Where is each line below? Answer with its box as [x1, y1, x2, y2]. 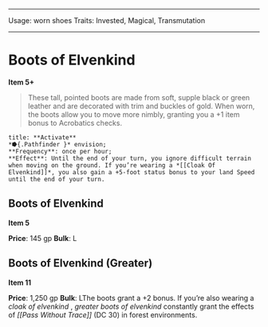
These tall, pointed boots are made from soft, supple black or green [27, 92, 250, 102]
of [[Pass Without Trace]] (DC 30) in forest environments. [8, 309, 198, 319]
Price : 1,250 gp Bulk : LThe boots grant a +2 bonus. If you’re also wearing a [8, 293, 254, 302]
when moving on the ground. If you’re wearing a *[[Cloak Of [8, 161, 216, 169]
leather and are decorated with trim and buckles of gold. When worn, [27, 101, 255, 111]
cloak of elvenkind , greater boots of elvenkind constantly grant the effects [8, 302, 254, 311]
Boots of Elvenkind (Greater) [8, 256, 153, 271]
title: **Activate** [8, 133, 77, 142]
